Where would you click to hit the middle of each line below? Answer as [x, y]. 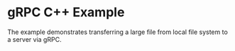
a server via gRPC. [34, 39]
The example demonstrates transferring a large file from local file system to [118, 32]
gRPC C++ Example [66, 12]
